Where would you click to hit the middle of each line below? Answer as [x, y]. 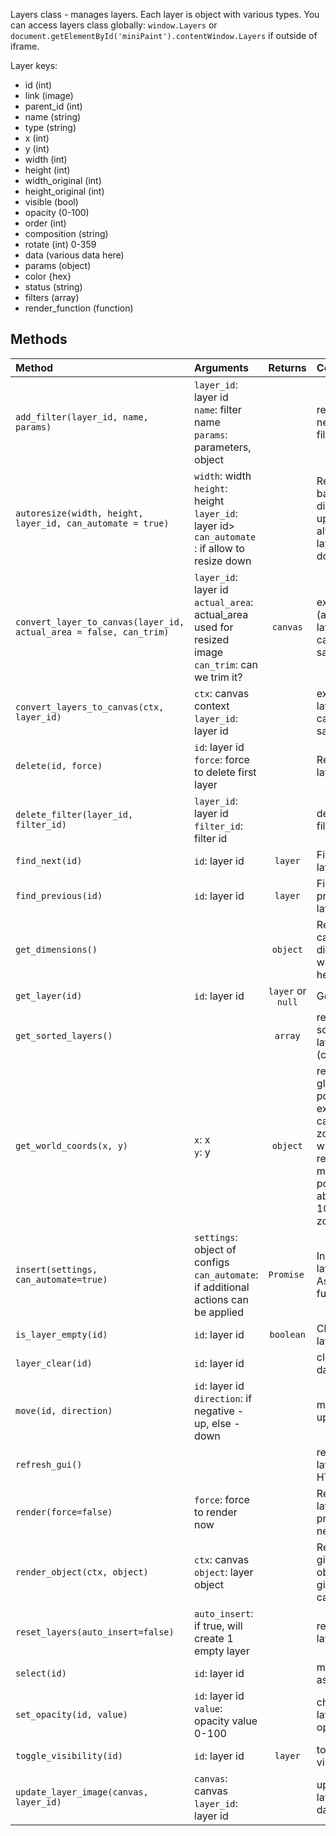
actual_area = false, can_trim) [92, 632]
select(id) [41, 1673]
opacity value [226, 1721]
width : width [223, 476]
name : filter [218, 409]
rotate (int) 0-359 [60, 244]
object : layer [224, 1572]
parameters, [223, 447]
